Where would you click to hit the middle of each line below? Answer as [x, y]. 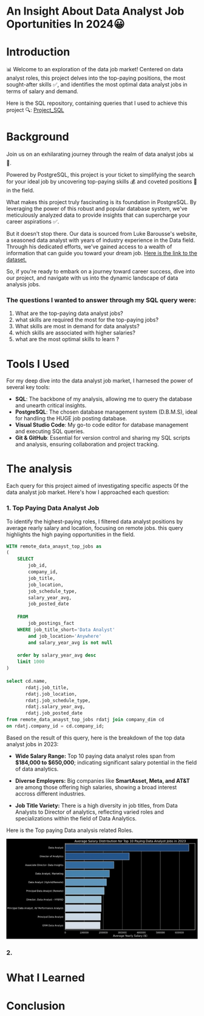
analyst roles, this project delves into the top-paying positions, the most [96, 78]
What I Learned [46, 978]
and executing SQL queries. [50, 431]
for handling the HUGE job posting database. [71, 418]
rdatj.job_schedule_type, [58, 700]
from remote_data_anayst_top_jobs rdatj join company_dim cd [85, 720]
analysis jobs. [23, 284]
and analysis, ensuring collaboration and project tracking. [87, 444]
